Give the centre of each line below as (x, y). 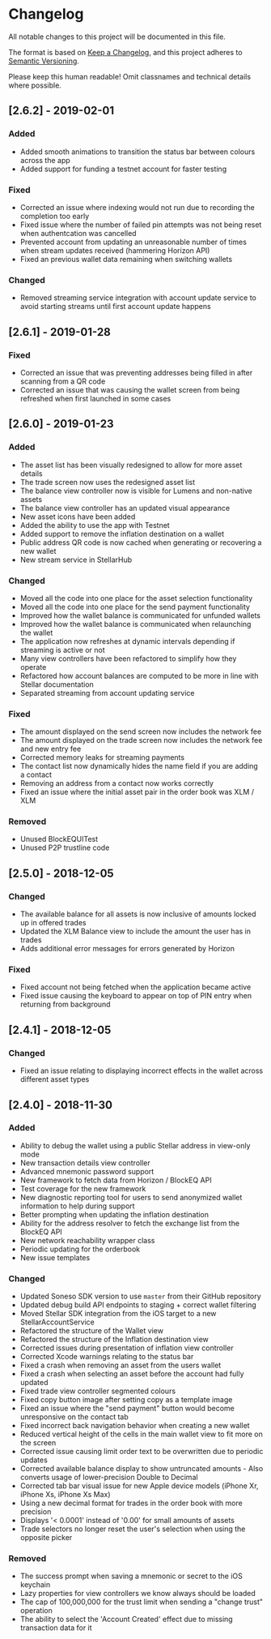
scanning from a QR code (63, 381)
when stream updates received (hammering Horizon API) (115, 250)
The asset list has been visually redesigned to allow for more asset (131, 465)
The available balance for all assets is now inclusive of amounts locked (138, 914)
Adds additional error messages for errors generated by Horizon (127, 949)
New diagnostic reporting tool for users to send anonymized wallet (131, 1197)
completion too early (55, 216)
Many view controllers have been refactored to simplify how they (128, 659)
